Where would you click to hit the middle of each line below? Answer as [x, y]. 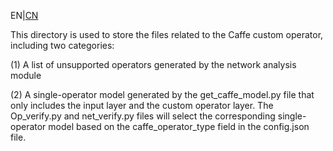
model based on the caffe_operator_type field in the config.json [179, 126]
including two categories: [62, 45]
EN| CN [24, 15]
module [26, 75]
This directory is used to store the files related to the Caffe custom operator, [167, 34]
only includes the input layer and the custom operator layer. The [142, 105]
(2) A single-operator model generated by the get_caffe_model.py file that [162, 94]
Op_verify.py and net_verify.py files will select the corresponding [143, 116]
